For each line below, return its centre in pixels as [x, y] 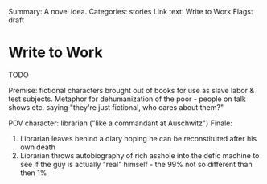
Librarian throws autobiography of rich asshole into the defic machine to [140, 155]
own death [38, 147]
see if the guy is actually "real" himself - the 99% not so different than [136, 164]
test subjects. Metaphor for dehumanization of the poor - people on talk [127, 99]
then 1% [33, 173]
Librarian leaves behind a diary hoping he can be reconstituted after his [138, 138]
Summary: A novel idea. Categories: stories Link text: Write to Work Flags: [131, 12]
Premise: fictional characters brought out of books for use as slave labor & [131, 90]
